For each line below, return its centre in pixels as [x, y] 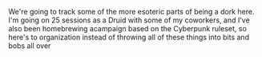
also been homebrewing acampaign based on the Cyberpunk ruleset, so [127, 28]
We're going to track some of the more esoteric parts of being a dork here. [131, 12]
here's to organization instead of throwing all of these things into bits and [129, 37]
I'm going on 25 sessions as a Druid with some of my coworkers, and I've [129, 20]
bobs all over [30, 46]
